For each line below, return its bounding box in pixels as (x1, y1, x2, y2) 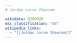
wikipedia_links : (5, 25, 41, 30)
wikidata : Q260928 (5, 16, 43, 21)
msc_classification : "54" (5, 21, 59, 26)
